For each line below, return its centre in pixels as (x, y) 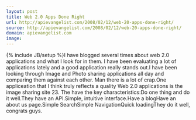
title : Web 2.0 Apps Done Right (45, 17)
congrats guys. (24, 111)
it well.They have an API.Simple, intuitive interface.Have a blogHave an (91, 98)
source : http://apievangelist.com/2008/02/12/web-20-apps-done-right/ (94, 28)
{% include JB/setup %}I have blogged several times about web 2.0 (88, 55)
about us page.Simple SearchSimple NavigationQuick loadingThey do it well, (98, 105)
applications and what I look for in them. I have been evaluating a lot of (91, 61)
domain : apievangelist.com (39, 33)
